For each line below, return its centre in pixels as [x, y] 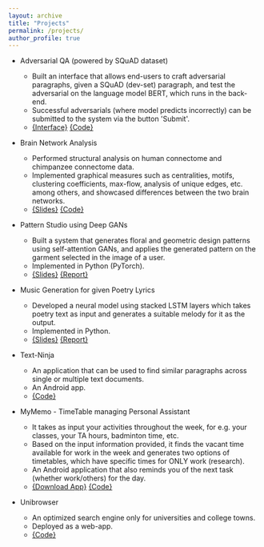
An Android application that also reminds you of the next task [132, 470]
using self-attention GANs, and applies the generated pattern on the [144, 249]
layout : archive [35, 16]
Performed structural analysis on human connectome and [127, 159]
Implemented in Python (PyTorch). [88, 266]
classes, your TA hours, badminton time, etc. [105, 436]
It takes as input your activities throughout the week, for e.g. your [140, 427]
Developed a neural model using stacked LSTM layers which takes [141, 306]
